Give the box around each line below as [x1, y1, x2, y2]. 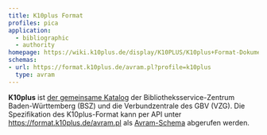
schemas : [8, 56, 37, 64]
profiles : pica [8, 19, 59, 27]
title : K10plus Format [8, 11, 83, 20]
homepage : [8, 48, 41, 56]
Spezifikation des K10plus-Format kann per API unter [8, 109, 182, 119]
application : [8, 26, 52, 34]
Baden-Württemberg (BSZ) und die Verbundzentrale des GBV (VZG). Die [8, 101, 246, 110]
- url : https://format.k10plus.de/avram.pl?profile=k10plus [8, 64, 212, 71]
